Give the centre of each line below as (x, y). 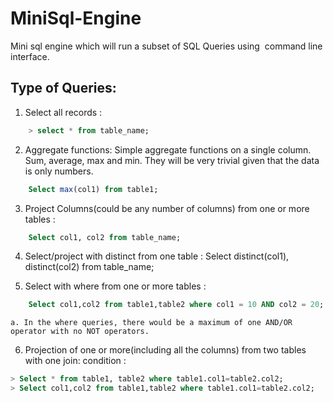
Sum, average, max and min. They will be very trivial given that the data (172, 160)
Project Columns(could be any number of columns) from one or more (167, 208)
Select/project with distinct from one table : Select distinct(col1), (157, 256)
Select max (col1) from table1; (93, 189)
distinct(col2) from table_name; (89, 267)
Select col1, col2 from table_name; (105, 237)
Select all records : (63, 112)
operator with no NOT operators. (80, 332)
